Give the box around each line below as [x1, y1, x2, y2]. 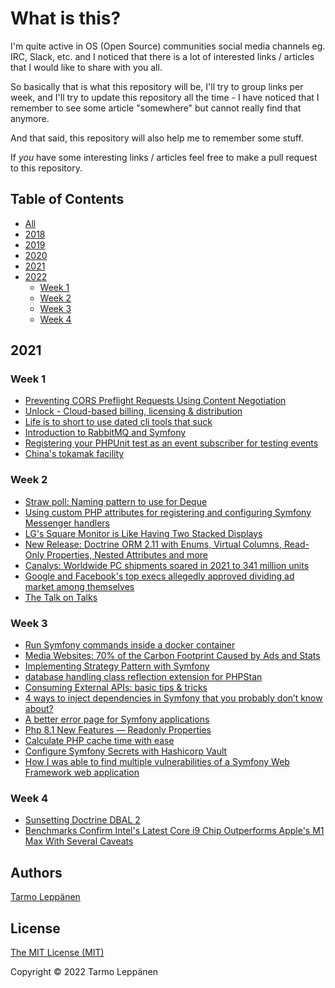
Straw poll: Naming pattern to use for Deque [24, 495, 208, 507]
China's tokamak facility [24, 448, 125, 460]
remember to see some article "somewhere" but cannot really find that [10, 102, 302, 114]
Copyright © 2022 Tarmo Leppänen [10, 965, 158, 977]
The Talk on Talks [24, 591, 98, 603]
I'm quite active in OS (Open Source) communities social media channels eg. [10, 40, 326, 52]
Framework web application [24, 767, 140, 779]
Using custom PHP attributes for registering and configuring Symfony [24, 506, 312, 518]
